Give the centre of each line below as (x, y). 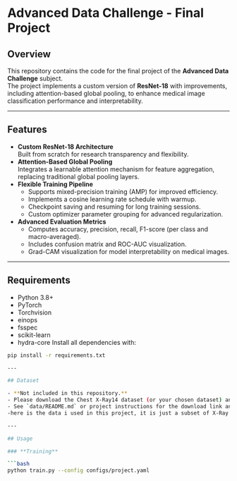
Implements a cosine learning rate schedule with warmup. (112, 199)
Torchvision (34, 312)
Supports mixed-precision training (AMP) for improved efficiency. (123, 191)
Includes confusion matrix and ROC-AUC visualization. (107, 244)
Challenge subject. (35, 78)
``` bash (19, 464)
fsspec (28, 327)
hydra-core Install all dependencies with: (77, 342)
